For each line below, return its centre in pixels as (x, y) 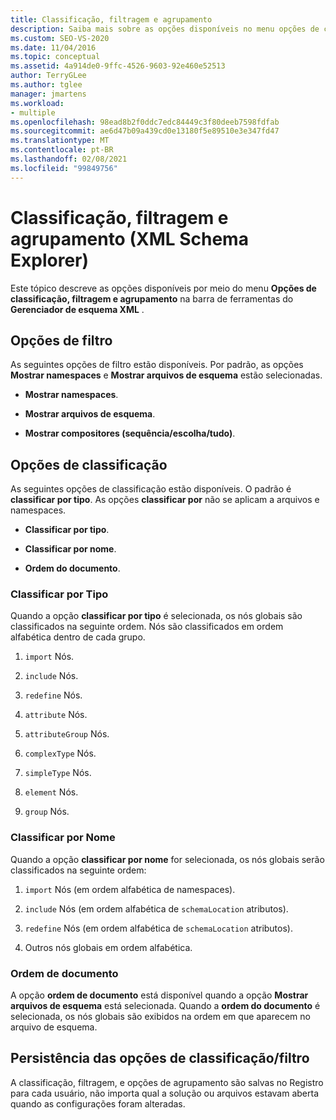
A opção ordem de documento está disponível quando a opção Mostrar (159, 995)
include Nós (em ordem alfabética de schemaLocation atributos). (156, 908)
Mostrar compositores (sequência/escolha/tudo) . (130, 433)
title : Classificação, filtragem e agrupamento (111, 19)
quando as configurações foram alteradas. (98, 1103)
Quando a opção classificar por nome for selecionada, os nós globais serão (167, 859)
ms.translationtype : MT (60, 141)
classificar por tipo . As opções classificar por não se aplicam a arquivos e (165, 500)
